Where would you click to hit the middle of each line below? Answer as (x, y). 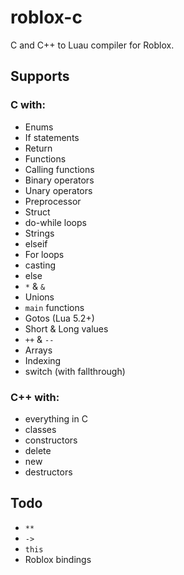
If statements (52, 137)
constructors (51, 440)
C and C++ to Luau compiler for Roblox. (92, 45)
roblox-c (46, 17)
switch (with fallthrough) (75, 371)
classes (40, 429)
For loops (44, 254)
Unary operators (58, 190)
